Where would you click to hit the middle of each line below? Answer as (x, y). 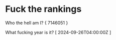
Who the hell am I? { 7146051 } (37, 23)
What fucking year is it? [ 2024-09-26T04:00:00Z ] (58, 32)
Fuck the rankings (43, 9)
